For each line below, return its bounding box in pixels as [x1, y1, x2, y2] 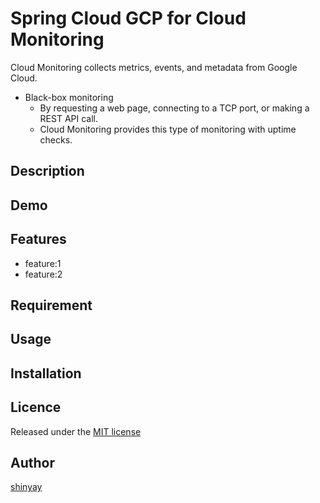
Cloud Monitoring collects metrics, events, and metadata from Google [10, 61, 298, 73]
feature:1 [24, 257, 62, 269]
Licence [10, 399, 62, 416]
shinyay [10, 481, 43, 493]
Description [10, 163, 85, 180]
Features [10, 231, 67, 248]
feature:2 [24, 268, 63, 280]
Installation [10, 365, 82, 382]
